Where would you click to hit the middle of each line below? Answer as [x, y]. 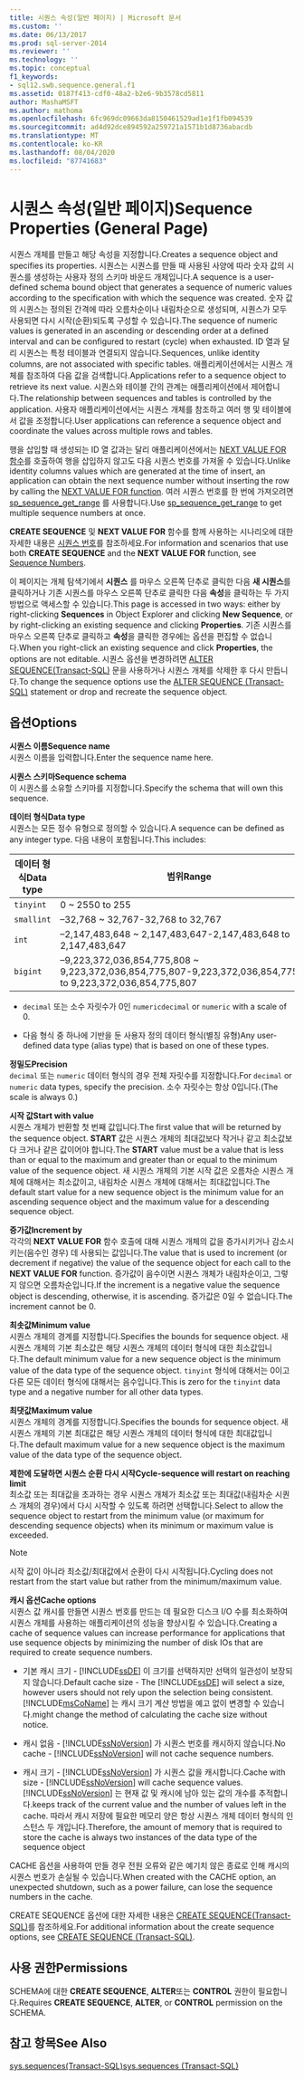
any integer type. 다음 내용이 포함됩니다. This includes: [108, 839]
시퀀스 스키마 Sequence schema [68, 777]
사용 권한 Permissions [69, 1967]
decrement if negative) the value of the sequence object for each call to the [150, 1263]
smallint [33, 920]
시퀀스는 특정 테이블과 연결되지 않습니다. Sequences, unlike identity [139, 353]
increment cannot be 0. [53, 1307]
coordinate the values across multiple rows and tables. [111, 431]
